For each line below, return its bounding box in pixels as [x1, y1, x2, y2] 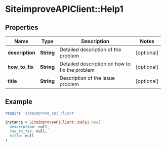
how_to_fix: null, [9, 129, 48, 134]
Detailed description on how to [59, 60, 131, 67]
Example [5, 98, 33, 106]
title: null [9, 134, 35, 139]
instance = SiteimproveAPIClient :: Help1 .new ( [5, 120, 100, 125]
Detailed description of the [59, 46, 122, 53]
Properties [5, 23, 39, 32]
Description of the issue [59, 75, 115, 81]
